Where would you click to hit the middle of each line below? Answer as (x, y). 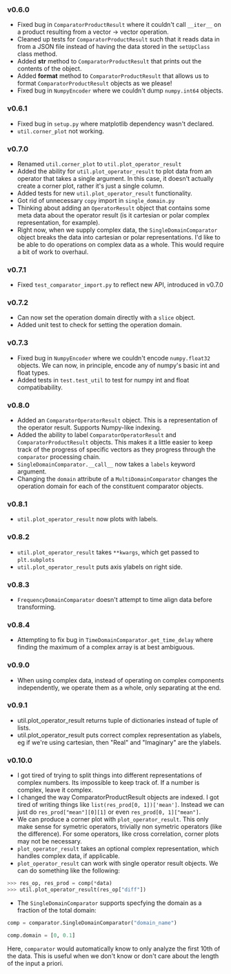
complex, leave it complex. (55, 790)
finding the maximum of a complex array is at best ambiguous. (106, 647)
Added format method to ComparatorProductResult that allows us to (113, 76)
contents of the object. (49, 69)
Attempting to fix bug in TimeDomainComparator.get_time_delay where (115, 640)
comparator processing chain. (59, 457)
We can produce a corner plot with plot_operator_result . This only (113, 819)
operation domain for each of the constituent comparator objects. (110, 486)
